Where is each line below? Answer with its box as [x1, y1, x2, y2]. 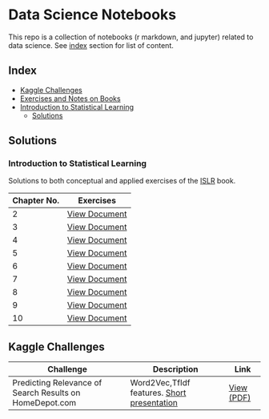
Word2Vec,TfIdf [130, 377, 191, 389]
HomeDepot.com [12, 397, 77, 409]
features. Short [130, 387, 187, 398]
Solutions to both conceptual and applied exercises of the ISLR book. [8, 176, 236, 186]
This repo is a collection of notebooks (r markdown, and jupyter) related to [8, 32, 254, 42]
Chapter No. [12, 195, 60, 206]
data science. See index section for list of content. [8, 40, 174, 50]
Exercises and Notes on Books [19, 94, 122, 103]
